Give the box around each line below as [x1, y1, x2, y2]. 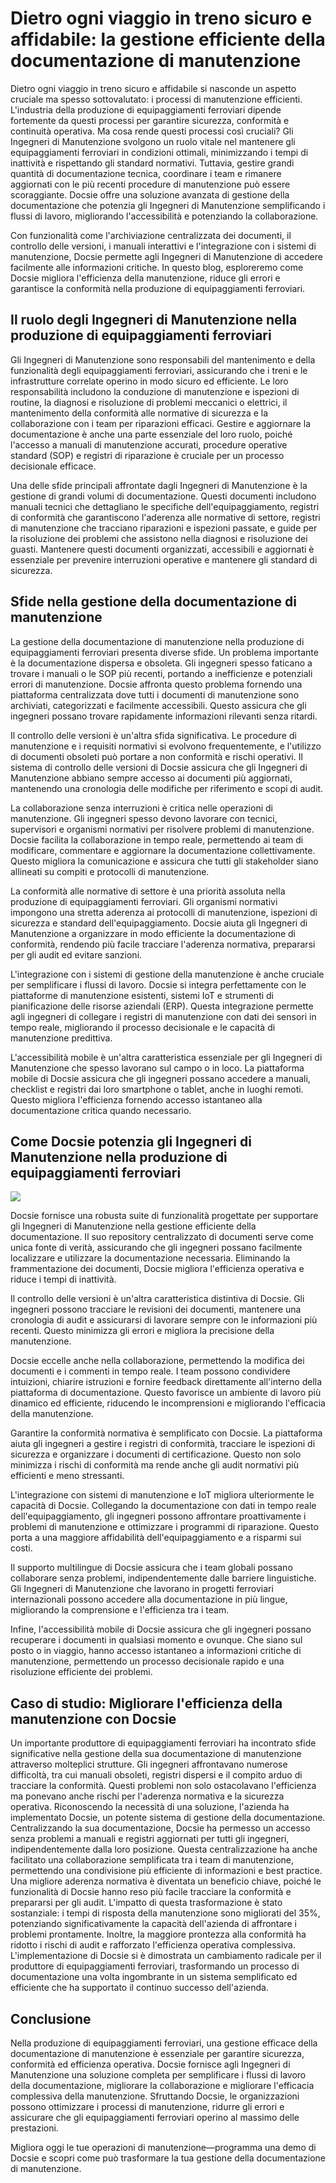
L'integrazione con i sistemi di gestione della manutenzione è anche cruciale [10, 968, 325, 980]
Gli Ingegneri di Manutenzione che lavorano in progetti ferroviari [10, 1583, 274, 1595]
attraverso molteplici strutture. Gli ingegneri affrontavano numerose [10, 1758, 288, 1771]
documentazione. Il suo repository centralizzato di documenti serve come [10, 1231, 314, 1243]
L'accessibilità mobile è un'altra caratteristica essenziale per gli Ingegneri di [10, 1051, 323, 1063]
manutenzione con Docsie [10, 1710, 177, 1727]
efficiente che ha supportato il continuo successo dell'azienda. [10, 1982, 269, 1994]
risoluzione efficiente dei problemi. [10, 1666, 153, 1678]
